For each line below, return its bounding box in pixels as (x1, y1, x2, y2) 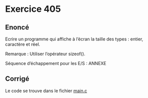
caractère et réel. (5, 41, 41, 47)
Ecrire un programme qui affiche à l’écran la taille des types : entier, (5, 36, 144, 42)
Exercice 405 (5, 3, 61, 15)
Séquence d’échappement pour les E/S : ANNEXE (5, 61, 107, 66)
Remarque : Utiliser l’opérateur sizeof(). (5, 51, 85, 57)
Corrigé (5, 75, 30, 83)
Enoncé (5, 23, 29, 32)
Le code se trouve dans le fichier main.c (5, 88, 87, 94)
